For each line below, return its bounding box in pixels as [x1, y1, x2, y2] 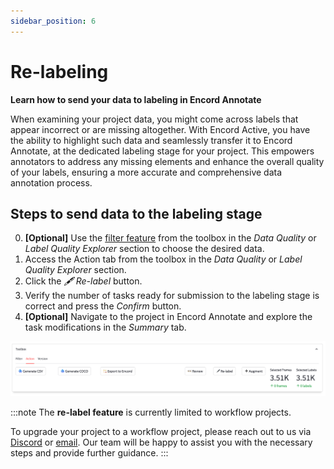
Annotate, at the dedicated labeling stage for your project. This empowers [10, 145, 315, 157]
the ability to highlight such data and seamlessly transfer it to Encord [10, 134, 293, 146]
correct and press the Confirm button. [24, 300, 182, 312]
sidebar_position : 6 [10, 16, 97, 26]
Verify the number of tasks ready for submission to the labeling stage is [24, 290, 320, 302]
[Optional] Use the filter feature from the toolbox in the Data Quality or [24, 232, 317, 244]
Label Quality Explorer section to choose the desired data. [24, 243, 265, 255]
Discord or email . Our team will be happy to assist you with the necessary [10, 436, 313, 449]
